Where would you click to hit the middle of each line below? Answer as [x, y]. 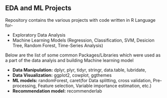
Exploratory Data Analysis [39, 35]
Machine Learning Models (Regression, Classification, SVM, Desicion [83, 40]
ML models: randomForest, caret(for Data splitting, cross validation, [82, 80]
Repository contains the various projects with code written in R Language [81, 20]
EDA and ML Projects [38, 8]
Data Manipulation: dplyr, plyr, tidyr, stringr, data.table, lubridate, [79, 70]
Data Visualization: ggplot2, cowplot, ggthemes [62, 75]
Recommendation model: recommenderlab [57, 91]
